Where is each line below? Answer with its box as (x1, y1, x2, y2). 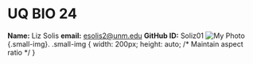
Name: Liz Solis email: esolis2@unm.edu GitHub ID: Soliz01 (7, 31, 204, 40)
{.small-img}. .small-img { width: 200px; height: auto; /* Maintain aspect (7, 39, 243, 48)
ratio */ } (7, 47, 36, 57)
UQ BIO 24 (7, 5, 77, 23)
